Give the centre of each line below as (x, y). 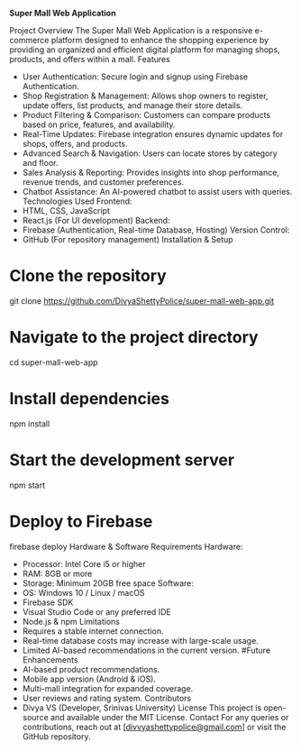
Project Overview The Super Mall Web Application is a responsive (131, 30)
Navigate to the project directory (134, 338)
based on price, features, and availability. (99, 124)
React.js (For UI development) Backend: (96, 220)
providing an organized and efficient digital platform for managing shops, (145, 50)
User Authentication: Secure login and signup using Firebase (135, 77)
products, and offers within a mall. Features (90, 59)
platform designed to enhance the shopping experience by (160, 40)
